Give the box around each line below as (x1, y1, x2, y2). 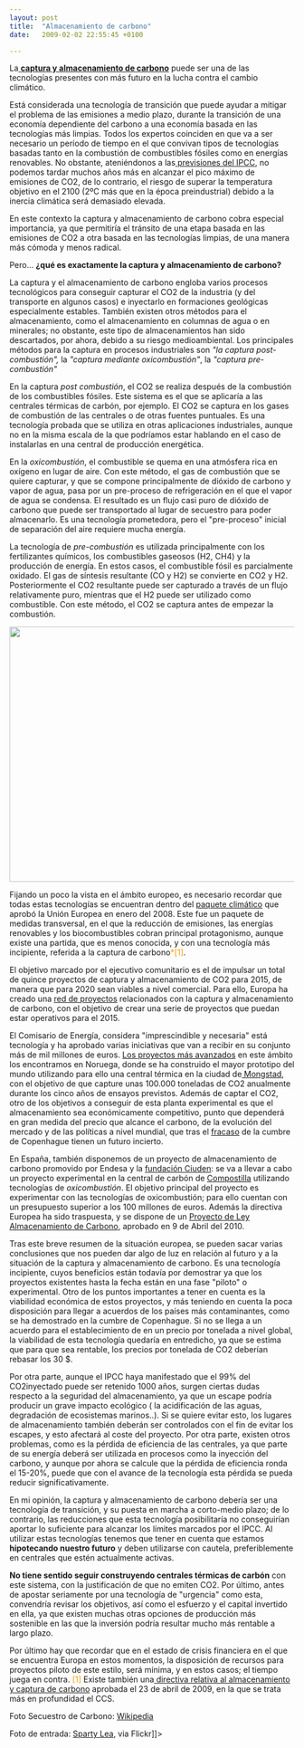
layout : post (9, 13, 59, 23)
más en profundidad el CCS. (9, 1694, 115, 1705)
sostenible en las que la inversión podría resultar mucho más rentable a (9, 1618, 276, 1629)
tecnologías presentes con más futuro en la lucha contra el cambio (9, 72, 259, 83)
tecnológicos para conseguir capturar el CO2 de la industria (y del (9, 287, 256, 298)
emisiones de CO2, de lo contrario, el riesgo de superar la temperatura (9, 177, 273, 187)
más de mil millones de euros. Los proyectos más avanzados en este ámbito (9, 1049, 294, 1060)
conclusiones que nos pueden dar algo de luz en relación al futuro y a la (9, 1248, 279, 1259)
